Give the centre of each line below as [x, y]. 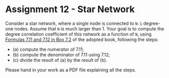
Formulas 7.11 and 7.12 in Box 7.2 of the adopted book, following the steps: [82, 40]
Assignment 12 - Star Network [70, 9]
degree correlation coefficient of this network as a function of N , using [78, 34]
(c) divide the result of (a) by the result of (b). [60, 60]
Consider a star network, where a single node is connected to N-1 [74, 23]
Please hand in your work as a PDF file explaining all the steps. [71, 70]
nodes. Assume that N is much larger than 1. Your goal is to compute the [89, 28]
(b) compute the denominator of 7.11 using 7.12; [61, 55]
